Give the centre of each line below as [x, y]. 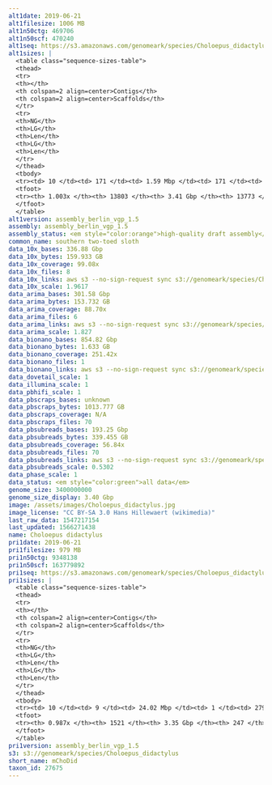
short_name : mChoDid [43, 761]
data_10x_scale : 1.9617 [49, 287]
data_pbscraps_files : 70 [50, 422]
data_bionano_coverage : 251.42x [63, 354]
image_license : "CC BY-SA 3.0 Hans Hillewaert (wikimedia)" [112, 512]
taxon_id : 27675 [36, 768]
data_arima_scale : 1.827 [50, 332]
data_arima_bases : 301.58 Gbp [59, 295]
